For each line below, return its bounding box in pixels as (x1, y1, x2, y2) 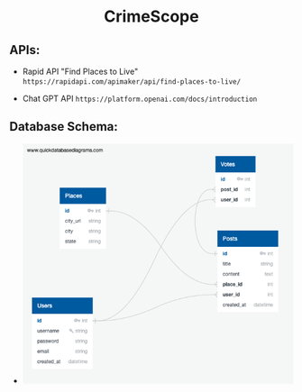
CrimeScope (103, 6, 200, 27)
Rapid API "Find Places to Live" (22, 66, 139, 77)
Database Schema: (9, 119, 119, 134)
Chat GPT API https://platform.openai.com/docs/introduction (22, 93, 258, 104)
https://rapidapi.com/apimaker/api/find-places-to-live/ (22, 77, 242, 87)
